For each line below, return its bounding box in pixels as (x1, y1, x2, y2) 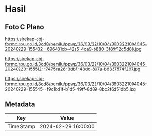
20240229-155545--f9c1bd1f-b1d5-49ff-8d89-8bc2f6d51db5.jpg (5, 86, 136, 91)
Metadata (5, 100, 35, 109)
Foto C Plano (5, 23, 44, 31)
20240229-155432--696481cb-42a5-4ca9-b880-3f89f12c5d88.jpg (5, 46, 142, 52)
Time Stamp (7, 123, 36, 130)
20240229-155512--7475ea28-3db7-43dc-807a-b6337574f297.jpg (5, 66, 141, 72)
